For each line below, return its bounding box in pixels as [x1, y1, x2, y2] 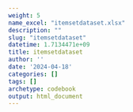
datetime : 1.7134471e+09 [8, 41, 90, 49]
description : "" [8, 26, 62, 34]
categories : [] [8, 70, 59, 78]
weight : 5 [8, 11, 41, 20]
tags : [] [8, 77, 37, 85]
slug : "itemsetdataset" [8, 33, 87, 42]
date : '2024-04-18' [8, 63, 73, 71]
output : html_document [8, 92, 83, 100]
